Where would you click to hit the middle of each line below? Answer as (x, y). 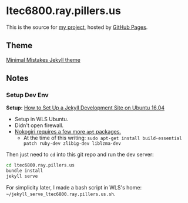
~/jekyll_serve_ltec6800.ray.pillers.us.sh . (61, 194)
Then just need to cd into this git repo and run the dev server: (80, 155)
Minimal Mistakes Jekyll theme (43, 59)
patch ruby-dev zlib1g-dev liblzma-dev (72, 144)
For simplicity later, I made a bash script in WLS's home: (74, 188)
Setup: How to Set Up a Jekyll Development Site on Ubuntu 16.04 (85, 108)
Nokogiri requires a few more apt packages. (68, 132)
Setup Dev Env (27, 95)
